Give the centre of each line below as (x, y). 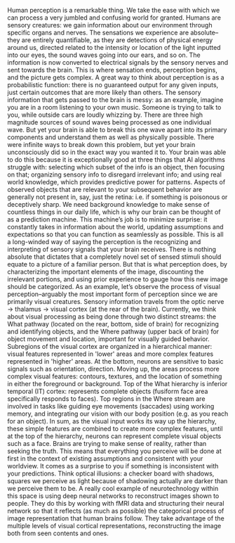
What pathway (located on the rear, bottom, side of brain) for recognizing (113, 324)
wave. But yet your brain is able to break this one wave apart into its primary (117, 130)
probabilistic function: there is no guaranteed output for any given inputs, (113, 85)
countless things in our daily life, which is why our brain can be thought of (114, 212)
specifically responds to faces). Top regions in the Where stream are (106, 399)
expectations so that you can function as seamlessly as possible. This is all (115, 234)
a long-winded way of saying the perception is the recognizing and (104, 242)
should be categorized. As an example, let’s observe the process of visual (114, 287)
